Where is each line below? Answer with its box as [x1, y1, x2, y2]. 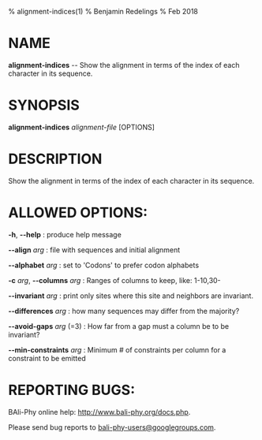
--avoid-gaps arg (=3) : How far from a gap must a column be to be [8, 321, 230, 330]
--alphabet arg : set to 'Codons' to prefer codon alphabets [8, 260, 200, 270]
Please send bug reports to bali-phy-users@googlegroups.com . [8, 422, 216, 432]
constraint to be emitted [8, 353, 86, 363]
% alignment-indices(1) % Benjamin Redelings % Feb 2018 [8, 7, 199, 16]
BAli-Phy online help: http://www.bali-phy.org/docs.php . [8, 407, 191, 416]
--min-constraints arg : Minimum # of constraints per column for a [8, 345, 226, 354]
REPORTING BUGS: [8, 381, 136, 399]
